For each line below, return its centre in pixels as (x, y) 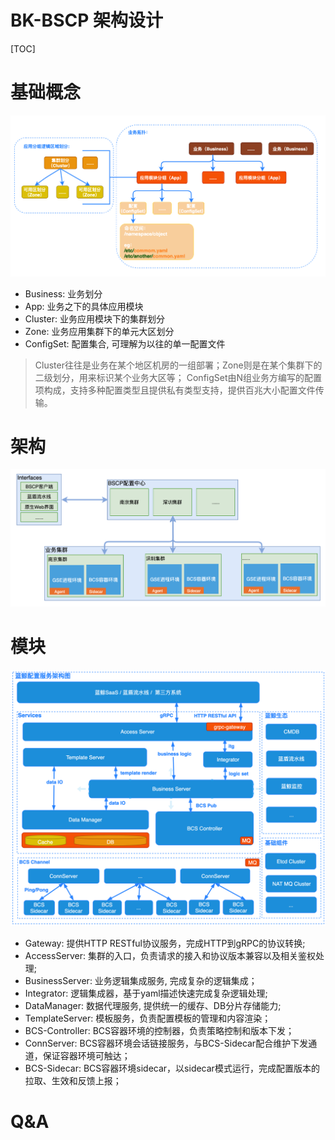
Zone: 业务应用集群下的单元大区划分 (99, 331)
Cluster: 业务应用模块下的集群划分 (94, 318)
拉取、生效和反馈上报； (73, 1080)
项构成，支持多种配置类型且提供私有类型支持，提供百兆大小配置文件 (175, 390)
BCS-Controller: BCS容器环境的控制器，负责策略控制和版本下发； (159, 1030)
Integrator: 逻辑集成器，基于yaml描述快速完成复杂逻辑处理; (146, 993)
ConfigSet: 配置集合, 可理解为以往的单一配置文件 (125, 343)
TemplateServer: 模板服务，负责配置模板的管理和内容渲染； (148, 1018)
